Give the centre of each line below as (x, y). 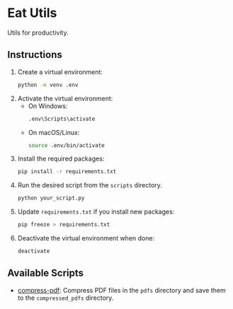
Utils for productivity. (38, 33)
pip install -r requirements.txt (67, 172)
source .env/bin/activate (66, 145)
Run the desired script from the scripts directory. (90, 185)
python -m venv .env (48, 85)
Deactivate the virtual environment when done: (86, 238)
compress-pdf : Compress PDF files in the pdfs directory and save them (121, 290)
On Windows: (48, 106)
